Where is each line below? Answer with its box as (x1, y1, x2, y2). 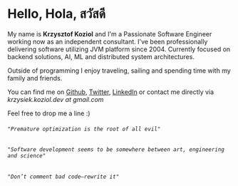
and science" (7, 153, 46, 160)
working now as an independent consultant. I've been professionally (7, 37, 208, 46)
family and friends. (7, 73, 63, 82)
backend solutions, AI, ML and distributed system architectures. (7, 52, 195, 61)
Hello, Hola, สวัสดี (7, 6, 105, 22)
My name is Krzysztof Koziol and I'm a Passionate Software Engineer (7, 29, 212, 38)
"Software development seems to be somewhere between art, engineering (7, 146, 224, 153)
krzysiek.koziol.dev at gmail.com (7, 95, 104, 103)
